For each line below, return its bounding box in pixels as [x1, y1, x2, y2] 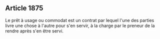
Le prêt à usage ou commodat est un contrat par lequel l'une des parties [5, 17, 154, 23]
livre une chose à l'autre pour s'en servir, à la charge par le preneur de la [5, 22, 155, 28]
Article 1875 [5, 4, 43, 12]
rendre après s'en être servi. [5, 27, 64, 34]
